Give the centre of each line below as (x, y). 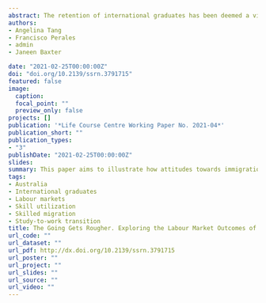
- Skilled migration (42, 214)
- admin (21, 45)
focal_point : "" (42, 104)
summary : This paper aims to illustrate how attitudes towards (115, 170)
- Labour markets (37, 199)
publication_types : (40, 140)
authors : (23, 23)
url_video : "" (32, 287)
